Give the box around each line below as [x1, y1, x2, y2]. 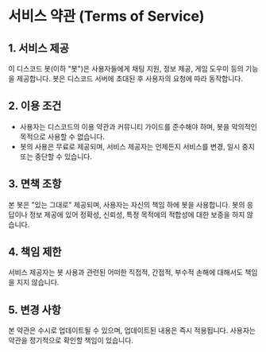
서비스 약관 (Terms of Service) [8, 7, 205, 25]
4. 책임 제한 [8, 246, 62, 259]
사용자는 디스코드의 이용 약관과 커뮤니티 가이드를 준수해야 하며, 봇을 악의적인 [19, 122, 258, 131]
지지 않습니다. [16, 277, 60, 287]
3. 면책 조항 [8, 177, 62, 191]
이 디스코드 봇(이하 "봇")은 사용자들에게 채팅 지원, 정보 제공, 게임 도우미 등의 [8, 64, 244, 73]
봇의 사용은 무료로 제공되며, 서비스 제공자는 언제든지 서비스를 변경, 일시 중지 [19, 141, 256, 151]
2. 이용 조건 [8, 99, 62, 113]
